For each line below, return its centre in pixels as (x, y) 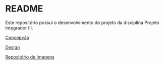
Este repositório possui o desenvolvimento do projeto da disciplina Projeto (83, 22)
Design (13, 47)
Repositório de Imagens (30, 57)
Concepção (17, 37)
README (24, 9)
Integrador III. (19, 27)
